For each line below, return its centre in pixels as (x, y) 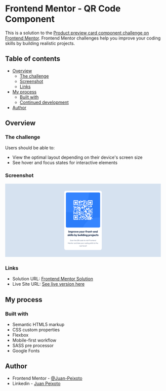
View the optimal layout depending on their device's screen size (77, 157)
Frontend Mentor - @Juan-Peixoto (47, 378)
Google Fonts (26, 350)
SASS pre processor (33, 345)
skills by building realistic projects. (40, 43)
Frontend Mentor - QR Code (63, 9)
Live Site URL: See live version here (48, 284)
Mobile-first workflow (34, 340)
